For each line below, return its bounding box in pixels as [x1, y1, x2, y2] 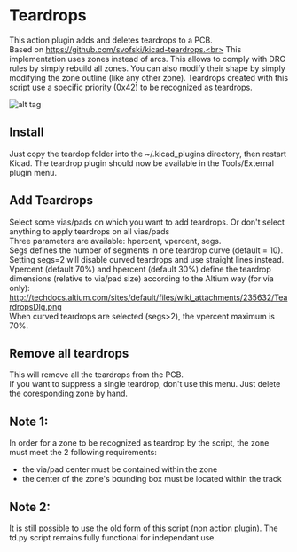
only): [9, 282, 31, 293]
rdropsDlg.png [9, 301, 62, 311]
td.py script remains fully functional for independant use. [9, 532, 217, 542]
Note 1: [9, 414, 49, 429]
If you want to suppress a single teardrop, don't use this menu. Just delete [9, 379, 281, 390]
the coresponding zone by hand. [9, 388, 129, 399]
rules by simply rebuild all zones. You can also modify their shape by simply [9, 63, 285, 74]
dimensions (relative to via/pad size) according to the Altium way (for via [9, 272, 275, 284]
